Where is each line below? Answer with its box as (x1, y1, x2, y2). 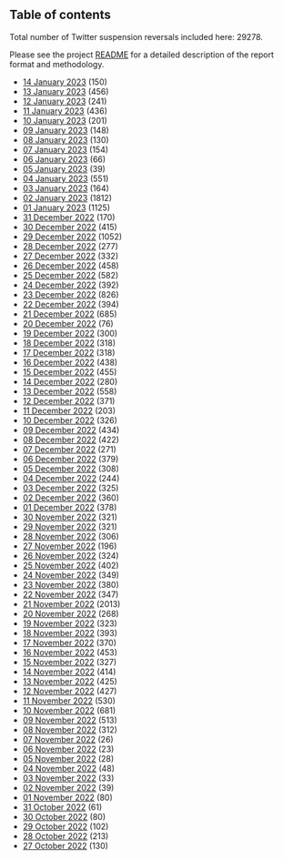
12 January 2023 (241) (22, 96, 107, 106)
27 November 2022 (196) (22, 541, 117, 551)
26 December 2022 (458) (22, 259, 120, 271)
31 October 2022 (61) (22, 801, 103, 813)
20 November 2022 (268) (22, 608, 120, 619)
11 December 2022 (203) (22, 405, 116, 416)
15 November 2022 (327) (22, 656, 117, 667)
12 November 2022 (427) (22, 685, 117, 696)
